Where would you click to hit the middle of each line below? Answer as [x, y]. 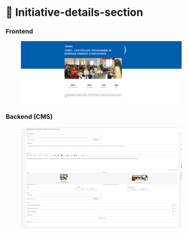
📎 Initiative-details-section [75, 12]
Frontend [19, 32]
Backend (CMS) [29, 116]
